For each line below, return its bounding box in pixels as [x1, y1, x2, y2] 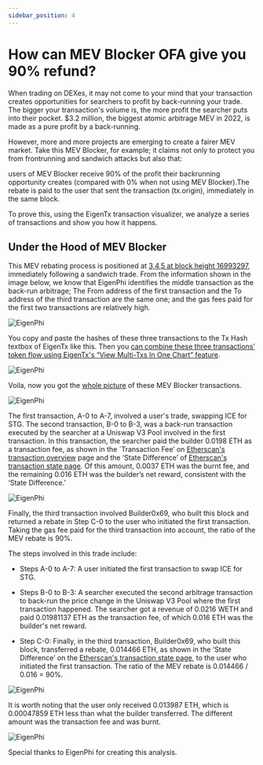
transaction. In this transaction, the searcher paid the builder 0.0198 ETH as [8, 436, 253, 445]
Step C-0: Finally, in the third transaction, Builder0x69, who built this [19, 637, 241, 646]
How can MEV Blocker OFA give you [8, 45, 247, 63]
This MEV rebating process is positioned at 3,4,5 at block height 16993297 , [8, 261, 250, 271]
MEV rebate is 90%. [8, 534, 73, 543]
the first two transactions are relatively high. [8, 303, 151, 312]
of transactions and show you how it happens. [8, 217, 158, 227]
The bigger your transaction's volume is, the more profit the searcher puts [8, 105, 248, 114]
